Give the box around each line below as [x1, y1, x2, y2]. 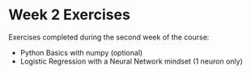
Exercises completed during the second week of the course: [8, 32, 210, 42]
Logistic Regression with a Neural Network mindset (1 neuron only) [19, 56, 243, 66]
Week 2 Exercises [8, 6, 131, 24]
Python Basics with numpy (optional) [19, 47, 143, 57]
